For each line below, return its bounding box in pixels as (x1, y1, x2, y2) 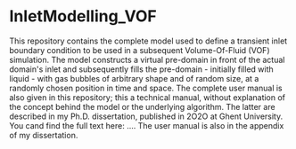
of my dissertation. (9, 129, 78, 140)
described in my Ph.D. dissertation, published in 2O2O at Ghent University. (9, 111, 284, 122)
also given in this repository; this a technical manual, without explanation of (9, 91, 286, 103)
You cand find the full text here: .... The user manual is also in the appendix (9, 120, 284, 130)
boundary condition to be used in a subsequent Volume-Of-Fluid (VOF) (9, 44, 270, 55)
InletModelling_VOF (9, 6, 158, 27)
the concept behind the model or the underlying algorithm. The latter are (9, 101, 275, 112)
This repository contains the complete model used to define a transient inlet (9, 35, 288, 46)
